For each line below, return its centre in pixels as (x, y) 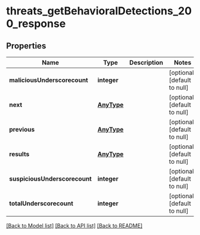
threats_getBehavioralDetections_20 (99, 11)
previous (22, 129)
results (19, 154)
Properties (26, 46)
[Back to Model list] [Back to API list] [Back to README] (74, 226)
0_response (36, 24)
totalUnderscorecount (41, 203)
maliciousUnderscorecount (49, 80)
